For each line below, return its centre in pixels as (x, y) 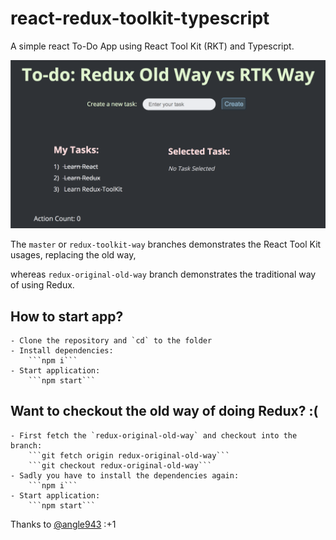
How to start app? (67, 316)
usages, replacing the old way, (73, 255)
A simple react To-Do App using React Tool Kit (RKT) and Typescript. (152, 46)
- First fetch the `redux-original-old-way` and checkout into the (154, 435)
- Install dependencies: (62, 350)
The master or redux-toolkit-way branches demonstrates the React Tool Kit (166, 244)
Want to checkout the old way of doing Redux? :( (164, 411)
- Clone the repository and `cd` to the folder (111, 340)
